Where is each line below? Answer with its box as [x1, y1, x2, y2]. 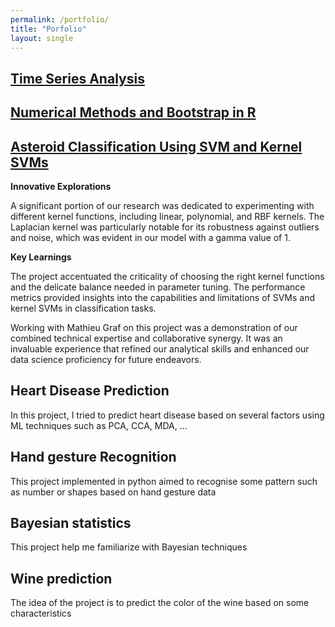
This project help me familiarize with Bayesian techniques [10, 541, 248, 553]
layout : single [10, 33, 74, 43]
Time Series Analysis [10, 70, 145, 87]
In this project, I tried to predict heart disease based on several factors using [10, 409, 325, 421]
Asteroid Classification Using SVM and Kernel [10, 138, 303, 155]
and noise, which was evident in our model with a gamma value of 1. [10, 231, 291, 243]
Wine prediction [10, 570, 113, 587]
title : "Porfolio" [10, 24, 87, 34]
